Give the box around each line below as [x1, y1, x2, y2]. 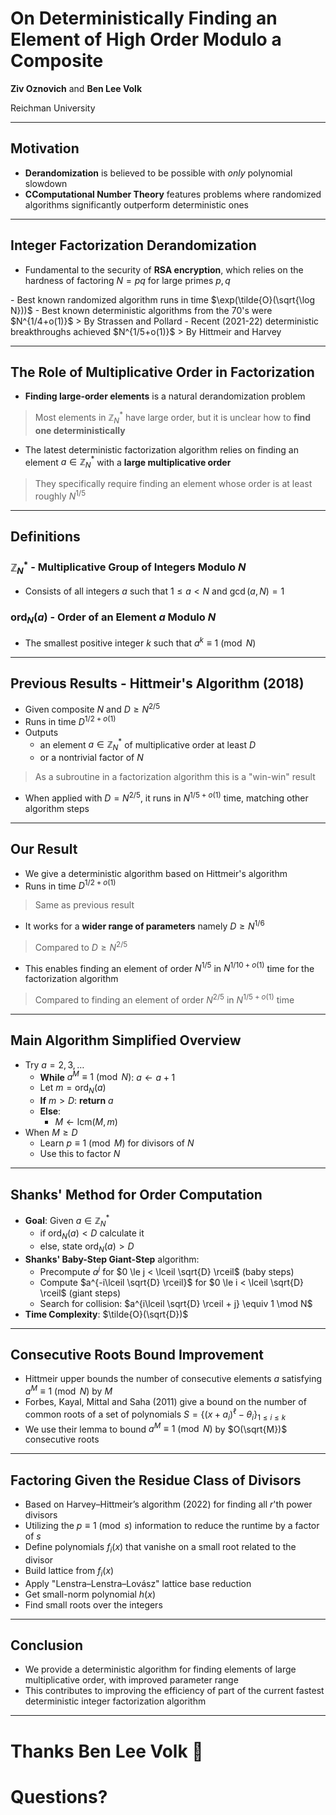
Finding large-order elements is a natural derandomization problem [24, 390, 306, 402]
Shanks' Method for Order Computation [10, 1186, 263, 1203]
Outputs [24, 726, 59, 738]
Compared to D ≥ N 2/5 [34, 939, 128, 953]
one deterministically [34, 424, 126, 436]
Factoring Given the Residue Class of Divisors [10, 1472, 302, 1489]
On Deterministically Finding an [10, 7, 278, 30]
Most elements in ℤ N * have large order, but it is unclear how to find [34, 410, 311, 426]
